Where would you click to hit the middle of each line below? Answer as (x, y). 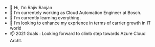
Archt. (16, 40)
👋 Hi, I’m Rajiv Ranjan (31, 8)
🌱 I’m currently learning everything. (45, 18)
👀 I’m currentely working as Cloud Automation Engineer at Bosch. (76, 13)
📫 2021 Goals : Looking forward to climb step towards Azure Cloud (77, 33)
